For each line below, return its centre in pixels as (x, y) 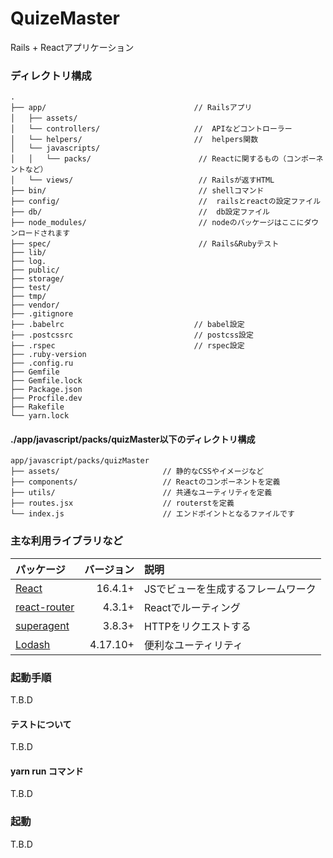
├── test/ (31, 288)
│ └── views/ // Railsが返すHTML (142, 180)
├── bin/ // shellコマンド (137, 191)
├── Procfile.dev (46, 398)
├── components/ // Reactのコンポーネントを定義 (145, 482)
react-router (45, 607)
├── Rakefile (37, 407)
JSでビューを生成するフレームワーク (230, 589)
